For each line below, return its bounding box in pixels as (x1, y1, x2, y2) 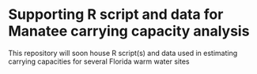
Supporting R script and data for (8, 6, 224, 24)
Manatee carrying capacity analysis (8, 22, 250, 40)
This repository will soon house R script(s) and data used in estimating (8, 48, 238, 57)
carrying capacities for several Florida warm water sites (8, 57, 190, 66)
